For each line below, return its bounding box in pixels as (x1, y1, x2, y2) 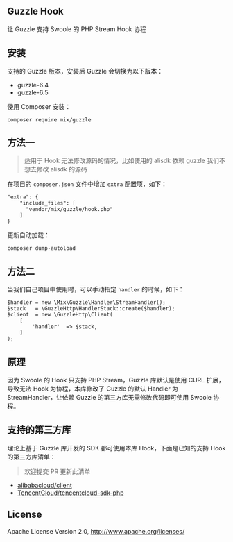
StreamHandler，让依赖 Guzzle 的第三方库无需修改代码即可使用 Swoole (7, 393, 212, 402)
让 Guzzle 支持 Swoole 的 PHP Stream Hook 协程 (7, 24, 146, 33)
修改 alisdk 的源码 (36, 165, 87, 173)
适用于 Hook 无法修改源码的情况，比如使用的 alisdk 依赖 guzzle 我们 (24, 156, 220, 165)
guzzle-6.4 (17, 81, 49, 89)
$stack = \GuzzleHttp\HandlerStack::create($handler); (7, 305, 175, 312)
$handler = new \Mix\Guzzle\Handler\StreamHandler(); (7, 299, 166, 306)
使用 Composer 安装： (7, 102, 71, 110)
